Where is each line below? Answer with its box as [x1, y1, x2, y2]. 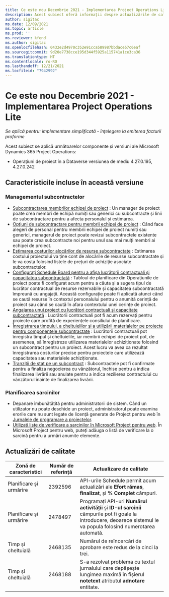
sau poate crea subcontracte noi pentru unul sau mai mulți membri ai [12, 237, 155, 243]
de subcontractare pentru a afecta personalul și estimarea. [12, 215, 134, 222]
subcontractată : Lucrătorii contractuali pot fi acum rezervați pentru [12, 312, 152, 318]
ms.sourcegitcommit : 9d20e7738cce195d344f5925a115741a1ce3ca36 [5, 49, 141, 54]
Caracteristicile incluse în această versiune [5, 178, 144, 187]
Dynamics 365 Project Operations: [5, 148, 76, 154]
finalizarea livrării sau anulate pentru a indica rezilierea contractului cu [12, 371, 158, 377]
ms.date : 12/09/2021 [5, 21, 49, 27]
